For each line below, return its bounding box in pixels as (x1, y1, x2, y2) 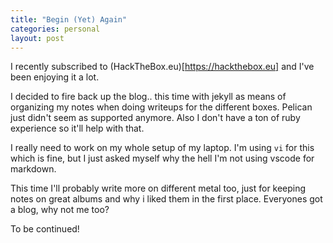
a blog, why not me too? (10, 204, 110, 216)
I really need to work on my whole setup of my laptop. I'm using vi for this (10, 142, 315, 154)
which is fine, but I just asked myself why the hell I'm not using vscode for (10, 152, 315, 165)
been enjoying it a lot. (10, 71, 100, 83)
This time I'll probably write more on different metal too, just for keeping (10, 182, 307, 195)
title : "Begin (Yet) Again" (10, 14, 128, 25)
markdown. (10, 163, 57, 175)
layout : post (10, 33, 65, 43)
